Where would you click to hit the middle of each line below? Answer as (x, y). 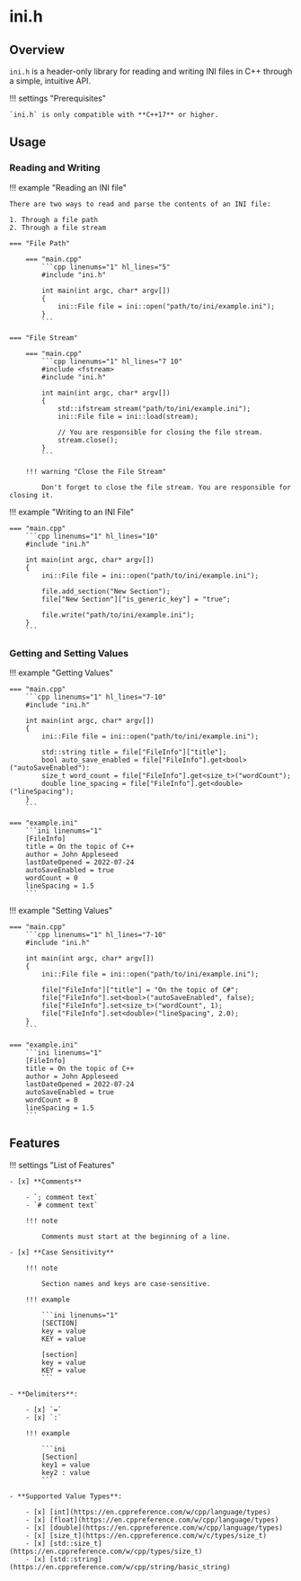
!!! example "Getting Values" (62, 673)
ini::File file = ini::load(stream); (128, 416)
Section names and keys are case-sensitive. (126, 1283)
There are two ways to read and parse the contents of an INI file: (140, 204)
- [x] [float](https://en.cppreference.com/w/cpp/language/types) (152, 1520)
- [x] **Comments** (46, 1181)
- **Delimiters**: (44, 1394)
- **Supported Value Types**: (66, 1496)
